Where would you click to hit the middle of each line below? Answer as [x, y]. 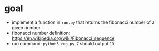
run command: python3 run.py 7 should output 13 [63, 43]
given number [26, 27]
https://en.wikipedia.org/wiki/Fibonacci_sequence [63, 38]
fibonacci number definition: [41, 33]
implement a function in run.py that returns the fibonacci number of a [83, 22]
